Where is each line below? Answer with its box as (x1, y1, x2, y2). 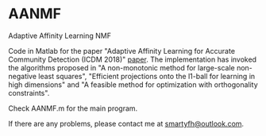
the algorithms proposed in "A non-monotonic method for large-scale (8, 62, 236, 72)
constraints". (8, 88, 50, 97)
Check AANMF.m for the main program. (8, 104, 138, 113)
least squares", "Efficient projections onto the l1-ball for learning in (38, 71, 256, 81)
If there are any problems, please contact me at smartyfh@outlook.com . (8, 119, 245, 128)
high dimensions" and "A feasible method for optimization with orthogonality (8, 80, 258, 89)
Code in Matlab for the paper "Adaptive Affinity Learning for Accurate (8, 46, 236, 55)
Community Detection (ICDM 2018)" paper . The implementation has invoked (8, 55, 256, 64)
